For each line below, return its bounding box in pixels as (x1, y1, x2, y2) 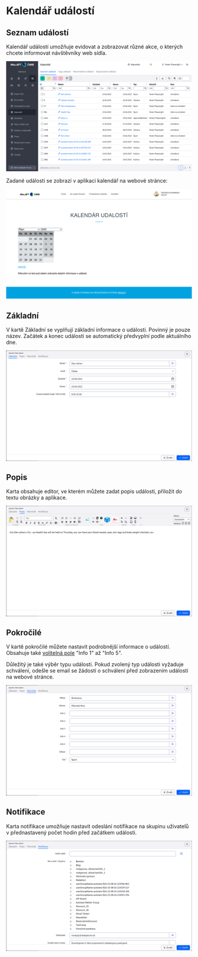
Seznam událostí (6, 28, 69, 38)
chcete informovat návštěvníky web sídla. (6, 49, 107, 57)
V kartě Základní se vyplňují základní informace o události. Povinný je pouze (6, 326, 190, 333)
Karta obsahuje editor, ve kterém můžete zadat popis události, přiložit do (6, 488, 183, 495)
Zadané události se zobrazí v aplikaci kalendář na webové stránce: (6, 177, 168, 184)
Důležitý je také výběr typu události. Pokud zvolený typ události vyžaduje (6, 661, 184, 668)
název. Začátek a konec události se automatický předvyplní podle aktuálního (6, 333, 192, 340)
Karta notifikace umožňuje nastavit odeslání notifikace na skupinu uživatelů (6, 823, 189, 830)
